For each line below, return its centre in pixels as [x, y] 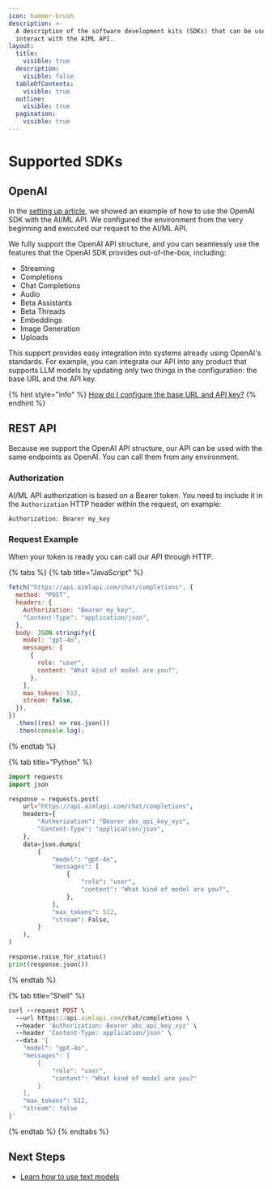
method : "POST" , [43, 595]
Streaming [37, 268]
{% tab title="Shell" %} [47, 995]
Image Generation [50, 328]
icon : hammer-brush [41, 16]
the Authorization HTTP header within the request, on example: [115, 504]
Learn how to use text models [70, 1176]
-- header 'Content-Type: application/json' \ [94, 1033]
